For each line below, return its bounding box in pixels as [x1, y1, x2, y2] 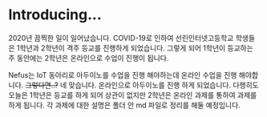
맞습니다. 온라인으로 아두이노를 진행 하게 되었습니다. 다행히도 [68, 80, 259, 90]
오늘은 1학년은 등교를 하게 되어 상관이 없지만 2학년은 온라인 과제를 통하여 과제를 [8, 90, 257, 99]
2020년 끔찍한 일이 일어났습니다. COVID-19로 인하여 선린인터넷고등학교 [8, 33, 234, 42]
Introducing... [8, 6, 102, 24]
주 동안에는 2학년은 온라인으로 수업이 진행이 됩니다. [8, 53, 169, 63]
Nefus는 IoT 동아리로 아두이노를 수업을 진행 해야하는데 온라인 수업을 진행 [8, 70, 237, 79]
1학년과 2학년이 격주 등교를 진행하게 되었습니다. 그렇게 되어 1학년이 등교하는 [16, 42, 254, 53]
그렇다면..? [25, 80, 59, 90]
